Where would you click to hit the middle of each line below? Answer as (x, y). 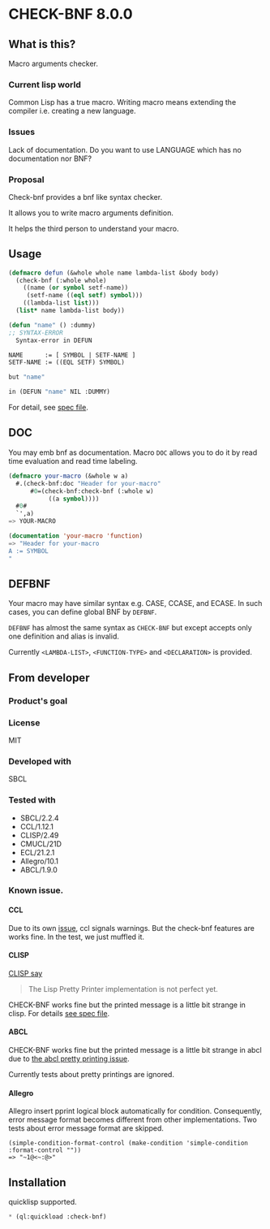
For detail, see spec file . (49, 408)
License (24, 722)
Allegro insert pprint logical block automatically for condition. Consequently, (135, 1111)
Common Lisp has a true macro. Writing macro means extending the (122, 102)
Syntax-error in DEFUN (54, 340)
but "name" (27, 377)
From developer (49, 678)
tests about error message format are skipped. (86, 1128)
